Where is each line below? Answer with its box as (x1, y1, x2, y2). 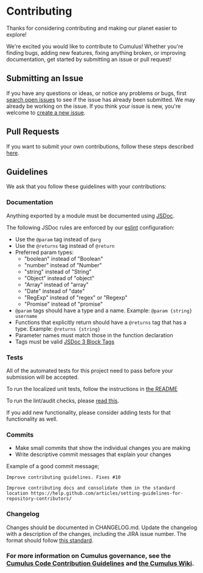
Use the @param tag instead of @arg (15, 236, 101, 243)
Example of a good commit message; (6, 463, 100, 470)
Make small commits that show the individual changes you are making (15, 445, 191, 452)
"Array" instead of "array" (24, 281, 89, 288)
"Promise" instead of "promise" (24, 300, 103, 308)
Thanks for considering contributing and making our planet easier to (6, 24, 177, 32)
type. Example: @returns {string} (15, 325, 101, 332)
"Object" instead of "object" (24, 274, 95, 281)
